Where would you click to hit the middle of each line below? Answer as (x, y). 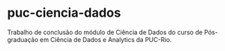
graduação (23, 39)
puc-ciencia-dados (64, 13)
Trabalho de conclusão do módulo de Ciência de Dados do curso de (105, 32)
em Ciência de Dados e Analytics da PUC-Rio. (106, 39)
